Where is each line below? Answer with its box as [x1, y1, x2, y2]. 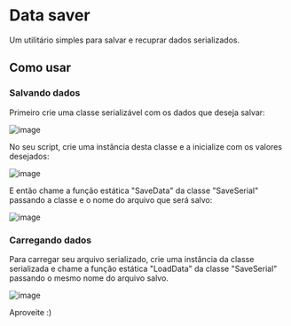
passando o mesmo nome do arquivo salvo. [9, 272, 169, 283]
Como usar [9, 60, 72, 75]
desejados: [9, 151, 50, 161]
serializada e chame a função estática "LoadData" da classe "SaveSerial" [9, 263, 278, 274]
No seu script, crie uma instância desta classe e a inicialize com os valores [9, 141, 282, 151]
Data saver [9, 5, 90, 26]
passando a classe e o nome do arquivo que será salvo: [9, 194, 213, 205]
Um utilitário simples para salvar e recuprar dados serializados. [9, 35, 240, 45]
